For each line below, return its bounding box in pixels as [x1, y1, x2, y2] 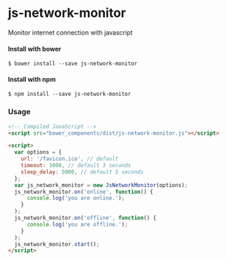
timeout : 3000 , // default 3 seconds [20, 162, 132, 169]
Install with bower [8, 44, 62, 53]
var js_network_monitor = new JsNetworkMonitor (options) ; [14, 181, 189, 188]
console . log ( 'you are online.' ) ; [26, 195, 125, 202]
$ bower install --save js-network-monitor [8, 60, 138, 68]
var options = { [14, 149, 62, 156]
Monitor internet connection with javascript [8, 28, 133, 37]
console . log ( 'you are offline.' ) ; [26, 221, 129, 228]
